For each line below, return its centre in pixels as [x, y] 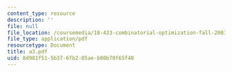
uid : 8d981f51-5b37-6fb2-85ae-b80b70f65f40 [71, 58]
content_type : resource [41, 13]
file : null [23, 26]
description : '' [30, 20]
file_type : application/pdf [48, 39]
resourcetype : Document [41, 45]
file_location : [29, 33]
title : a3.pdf [28, 52]
